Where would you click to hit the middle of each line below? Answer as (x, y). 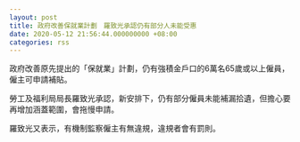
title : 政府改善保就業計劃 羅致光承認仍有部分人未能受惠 (103, 26)
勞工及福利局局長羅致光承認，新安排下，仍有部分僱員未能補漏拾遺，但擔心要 (150, 99)
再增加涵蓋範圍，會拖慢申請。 (64, 110)
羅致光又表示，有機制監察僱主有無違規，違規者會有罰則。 (115, 129)
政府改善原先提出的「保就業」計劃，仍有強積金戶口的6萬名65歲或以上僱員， (150, 68)
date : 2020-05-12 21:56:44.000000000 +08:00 (93, 34)
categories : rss (39, 42)
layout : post (33, 17)
